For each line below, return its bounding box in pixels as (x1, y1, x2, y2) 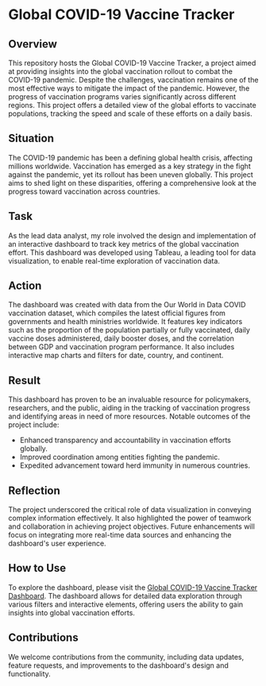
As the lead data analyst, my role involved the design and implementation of (8, 230, 256, 240)
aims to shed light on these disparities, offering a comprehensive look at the (8, 178, 256, 187)
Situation (8, 132, 54, 145)
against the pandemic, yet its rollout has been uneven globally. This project (8, 169, 254, 179)
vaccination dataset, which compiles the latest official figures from (8, 308, 226, 318)
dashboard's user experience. (8, 538, 106, 549)
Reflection (8, 484, 61, 497)
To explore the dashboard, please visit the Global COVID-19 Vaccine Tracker (8, 582, 258, 592)
